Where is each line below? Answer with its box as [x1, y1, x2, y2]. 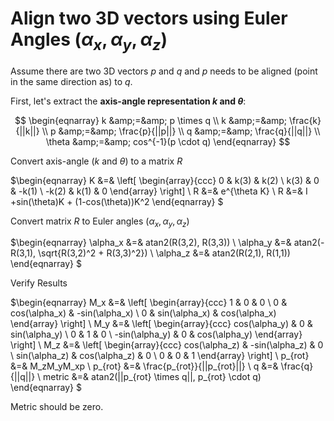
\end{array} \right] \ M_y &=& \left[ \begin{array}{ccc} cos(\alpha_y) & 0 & [10, 318, 313, 330]
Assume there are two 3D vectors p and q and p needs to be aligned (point [10, 65, 318, 77]
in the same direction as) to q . [10, 75, 133, 87]
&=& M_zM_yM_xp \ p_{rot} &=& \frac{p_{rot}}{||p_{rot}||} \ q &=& [10, 360, 279, 372]
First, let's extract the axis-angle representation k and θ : [10, 95, 247, 107]
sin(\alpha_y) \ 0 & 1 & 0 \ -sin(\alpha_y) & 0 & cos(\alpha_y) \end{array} [10, 328, 303, 341]
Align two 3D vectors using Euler [10, 7, 288, 30]
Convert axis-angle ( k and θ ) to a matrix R [10, 155, 183, 167]
